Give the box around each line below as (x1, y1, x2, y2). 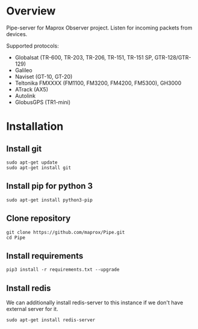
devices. (6, 30, 28, 37)
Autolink (14, 92, 36, 99)
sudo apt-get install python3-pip (6, 197, 93, 203)
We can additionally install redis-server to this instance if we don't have (6, 299, 184, 306)
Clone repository (6, 214, 71, 224)
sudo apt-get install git (6, 164, 71, 171)
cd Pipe (6, 235, 26, 241)
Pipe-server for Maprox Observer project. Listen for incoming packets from (6, 24, 193, 31)
